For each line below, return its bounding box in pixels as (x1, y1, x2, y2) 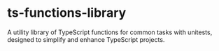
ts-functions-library (7, 5, 127, 21)
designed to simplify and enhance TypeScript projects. (7, 35, 165, 43)
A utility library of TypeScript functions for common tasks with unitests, (7, 28, 213, 36)
